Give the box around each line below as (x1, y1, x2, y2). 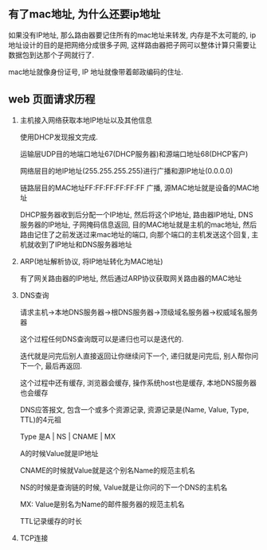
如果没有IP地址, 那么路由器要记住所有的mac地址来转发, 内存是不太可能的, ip (8, 30, 257, 40)
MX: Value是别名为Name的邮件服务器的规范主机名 (19, 499, 185, 509)
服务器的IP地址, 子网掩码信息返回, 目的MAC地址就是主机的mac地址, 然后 (19, 220, 257, 229)
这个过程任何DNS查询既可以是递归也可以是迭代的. (19, 334, 184, 344)
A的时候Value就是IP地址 (19, 448, 99, 458)
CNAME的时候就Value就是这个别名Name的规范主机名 (19, 465, 195, 475)
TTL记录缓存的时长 (19, 516, 82, 525)
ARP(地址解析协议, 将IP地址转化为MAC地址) (19, 256, 163, 266)
